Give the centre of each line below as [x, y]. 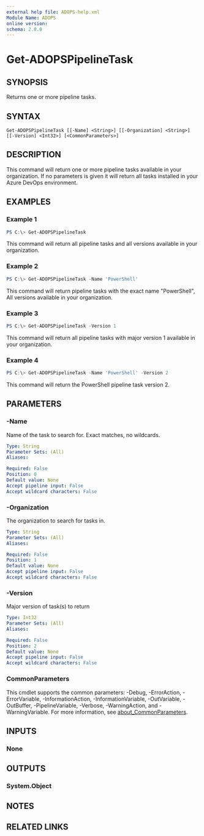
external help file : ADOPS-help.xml [53, 12]
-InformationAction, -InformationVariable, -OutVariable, [112, 699]
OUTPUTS [26, 769]
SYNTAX [24, 116]
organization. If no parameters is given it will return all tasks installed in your [102, 176]
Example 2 [22, 266]
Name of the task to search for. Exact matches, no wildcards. [83, 435]
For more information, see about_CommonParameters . [119, 712]
